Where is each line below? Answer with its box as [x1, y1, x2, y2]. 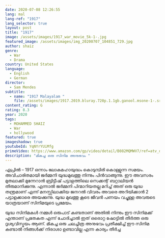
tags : [5, 116, 16, 122]
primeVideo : [5, 149, 29, 154]
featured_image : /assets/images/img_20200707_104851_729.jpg [5, 39, 133, 44]
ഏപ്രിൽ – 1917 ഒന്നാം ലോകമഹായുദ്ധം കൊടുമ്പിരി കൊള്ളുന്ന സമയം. [5, 166, 144, 172]
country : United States [5, 62, 54, 67]
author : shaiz [5, 44, 34, 49]
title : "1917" [5, 30, 34, 35]
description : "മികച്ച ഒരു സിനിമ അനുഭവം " [5, 153, 90, 158]
